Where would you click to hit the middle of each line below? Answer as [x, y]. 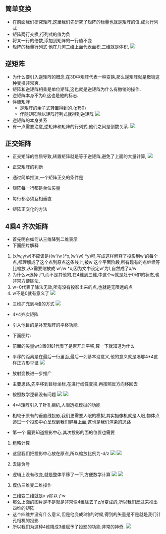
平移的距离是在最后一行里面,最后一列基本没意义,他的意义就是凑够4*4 [83, 357]
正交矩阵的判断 [28, 167]
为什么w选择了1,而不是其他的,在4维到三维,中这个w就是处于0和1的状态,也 [86, 275]
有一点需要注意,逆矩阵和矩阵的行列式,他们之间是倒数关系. [71, 126]
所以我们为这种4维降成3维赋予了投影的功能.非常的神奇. [68, 527]
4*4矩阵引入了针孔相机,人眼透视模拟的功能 [56, 405]
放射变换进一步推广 [32, 374]
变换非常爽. [28, 83]
